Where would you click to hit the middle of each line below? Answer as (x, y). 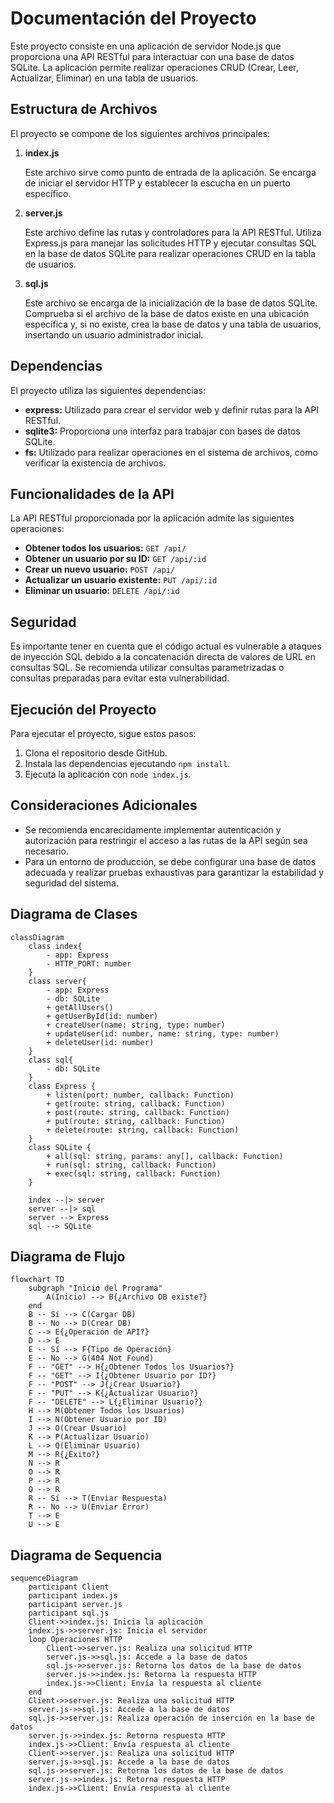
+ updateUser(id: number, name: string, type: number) (163, 1033)
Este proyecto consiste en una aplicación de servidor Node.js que (146, 46)
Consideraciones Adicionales (104, 805)
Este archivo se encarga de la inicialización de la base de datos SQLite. (171, 303)
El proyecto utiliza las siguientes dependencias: (108, 390)
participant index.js (73, 1596)
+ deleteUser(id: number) (100, 1042)
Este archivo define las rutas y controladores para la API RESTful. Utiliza (173, 232)
